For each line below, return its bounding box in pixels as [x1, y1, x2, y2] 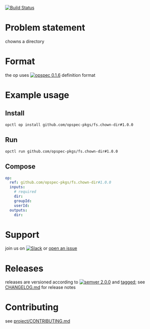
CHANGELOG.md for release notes [5, 284, 76, 290]
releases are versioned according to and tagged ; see [5, 279, 146, 285]
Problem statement [5, 22, 85, 33]
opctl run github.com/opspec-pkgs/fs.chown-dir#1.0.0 [5, 149, 118, 154]
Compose [5, 163, 36, 171]
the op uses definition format [5, 72, 96, 78]
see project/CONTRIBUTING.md [5, 318, 71, 324]
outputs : [9, 208, 28, 213]
